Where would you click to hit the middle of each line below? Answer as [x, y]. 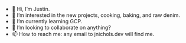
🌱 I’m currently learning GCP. [47, 21]
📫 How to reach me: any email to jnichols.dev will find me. [83, 34]
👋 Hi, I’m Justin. [31, 9]
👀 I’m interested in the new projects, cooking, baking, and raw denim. [96, 15]
